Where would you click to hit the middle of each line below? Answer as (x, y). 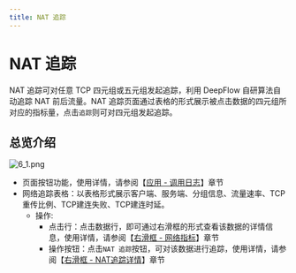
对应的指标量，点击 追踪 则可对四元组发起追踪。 (93, 112)
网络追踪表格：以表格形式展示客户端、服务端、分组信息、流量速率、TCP (153, 193)
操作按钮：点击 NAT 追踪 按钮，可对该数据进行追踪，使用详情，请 (163, 249)
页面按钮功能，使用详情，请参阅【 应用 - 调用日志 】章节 (123, 183)
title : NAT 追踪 (38, 17)
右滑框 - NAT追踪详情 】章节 (114, 260)
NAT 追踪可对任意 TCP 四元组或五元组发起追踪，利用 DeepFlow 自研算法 (141, 90)
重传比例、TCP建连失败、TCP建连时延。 (95, 205)
